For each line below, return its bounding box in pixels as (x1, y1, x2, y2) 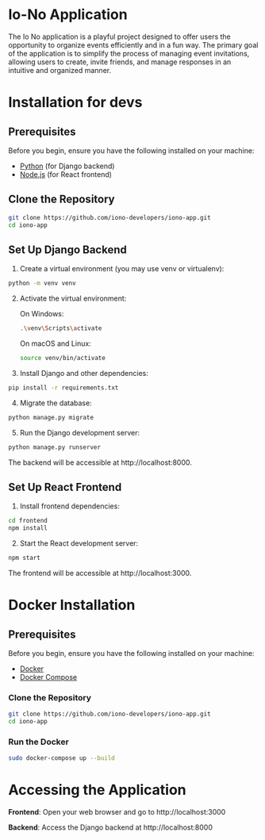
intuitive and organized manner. (8, 65, 112, 75)
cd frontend (8, 517, 48, 525)
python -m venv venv (8, 279, 77, 287)
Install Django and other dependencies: (19, 368, 148, 378)
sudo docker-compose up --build (8, 754, 115, 762)
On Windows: (19, 309, 64, 319)
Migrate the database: (19, 398, 93, 408)
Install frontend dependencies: (19, 501, 121, 511)
